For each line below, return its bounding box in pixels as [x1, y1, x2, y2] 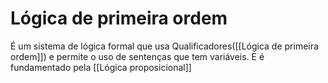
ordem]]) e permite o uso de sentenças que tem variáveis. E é [10, 50, 265, 62]
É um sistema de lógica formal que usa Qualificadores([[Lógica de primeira [10, 40, 319, 52]
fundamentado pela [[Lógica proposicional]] [10, 61, 192, 73]
